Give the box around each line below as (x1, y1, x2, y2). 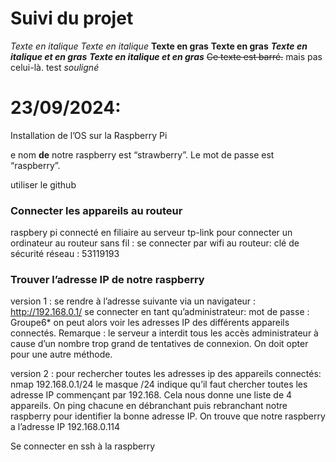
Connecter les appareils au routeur (10, 203, 183, 217)
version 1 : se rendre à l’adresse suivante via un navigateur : (10, 295, 257, 307)
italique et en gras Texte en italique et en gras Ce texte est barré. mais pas (10, 50, 323, 62)
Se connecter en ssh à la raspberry (10, 440, 156, 452)
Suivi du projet (10, 7, 134, 30)
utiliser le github (10, 178, 77, 191)
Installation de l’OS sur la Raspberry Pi (10, 129, 168, 141)
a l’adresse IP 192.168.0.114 (10, 421, 121, 433)
